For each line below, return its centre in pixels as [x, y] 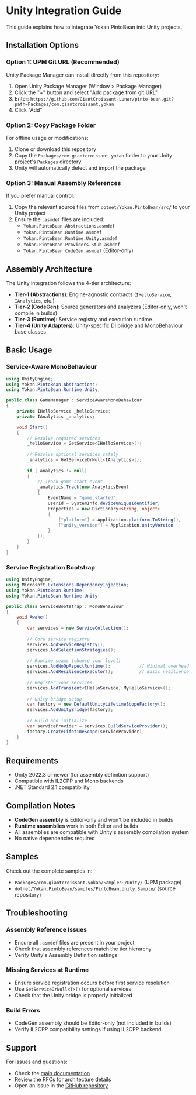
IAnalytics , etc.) [35, 301]
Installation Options [43, 45]
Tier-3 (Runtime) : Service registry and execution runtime [83, 320]
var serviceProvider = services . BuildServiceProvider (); [97, 726]
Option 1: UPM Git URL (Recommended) [63, 62]
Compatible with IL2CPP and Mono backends [69, 781]
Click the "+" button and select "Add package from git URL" [86, 92]
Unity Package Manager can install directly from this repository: [83, 75]
